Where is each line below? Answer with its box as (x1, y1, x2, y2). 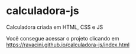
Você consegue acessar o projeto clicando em (6, 35, 119, 42)
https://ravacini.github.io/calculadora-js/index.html (6, 41, 130, 48)
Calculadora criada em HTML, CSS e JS (6, 23, 103, 31)
